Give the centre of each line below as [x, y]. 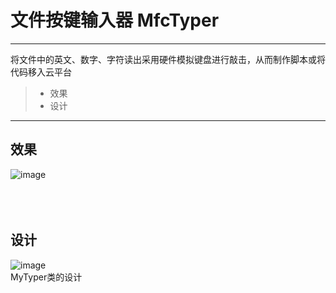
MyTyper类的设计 [46, 277]
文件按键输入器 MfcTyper [115, 20]
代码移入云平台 [41, 72]
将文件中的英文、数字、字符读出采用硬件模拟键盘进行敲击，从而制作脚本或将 [168, 59]
